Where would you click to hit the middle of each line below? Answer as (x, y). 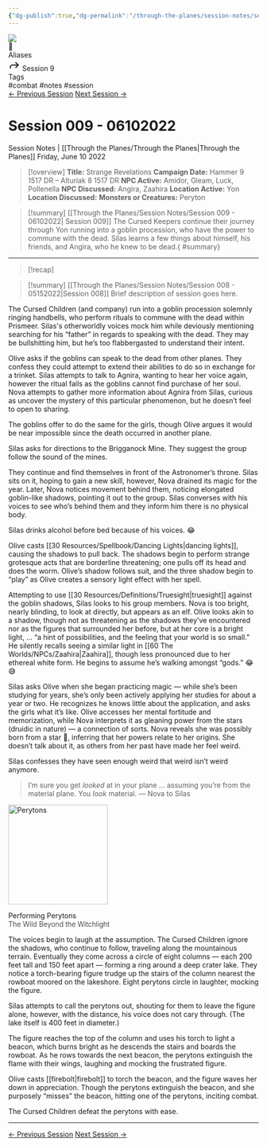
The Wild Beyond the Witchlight (59, 924)
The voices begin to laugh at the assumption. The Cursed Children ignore (128, 939)
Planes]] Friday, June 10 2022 (57, 156)
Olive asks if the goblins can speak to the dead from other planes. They (125, 358)
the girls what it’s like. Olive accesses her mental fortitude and (110, 712)
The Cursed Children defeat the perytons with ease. (93, 1111)
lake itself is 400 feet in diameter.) (64, 1022)
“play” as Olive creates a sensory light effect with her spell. (105, 579)
